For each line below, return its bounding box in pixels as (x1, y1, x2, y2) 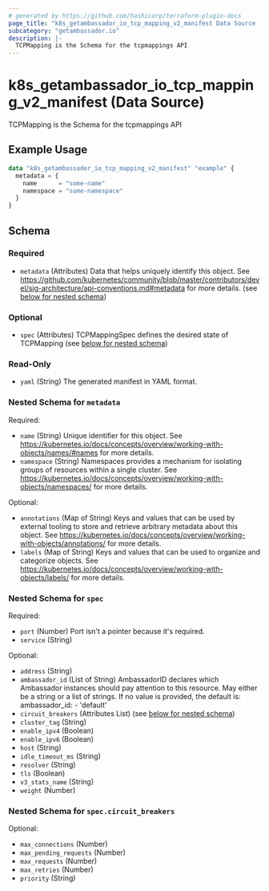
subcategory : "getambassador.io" (8, 26, 120, 35)
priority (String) (19, 873, 76, 883)
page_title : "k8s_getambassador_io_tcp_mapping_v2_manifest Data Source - (8, 19, 263, 27)
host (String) (19, 743, 62, 752)
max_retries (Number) (19, 865, 94, 875)
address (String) (19, 666, 73, 675)
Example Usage (8, 143, 88, 157)
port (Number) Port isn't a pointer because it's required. (19, 627, 206, 636)
